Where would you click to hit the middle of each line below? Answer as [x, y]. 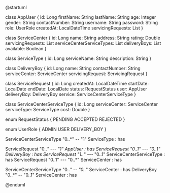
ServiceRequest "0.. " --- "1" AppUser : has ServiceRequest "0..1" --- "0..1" [83, 149]
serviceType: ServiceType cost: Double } [48, 109]
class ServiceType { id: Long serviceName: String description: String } [78, 58]
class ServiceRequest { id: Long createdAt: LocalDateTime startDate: [77, 84]
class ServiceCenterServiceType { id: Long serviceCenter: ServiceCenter [82, 104]
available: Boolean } [26, 49]
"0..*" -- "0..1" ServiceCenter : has [41, 175]
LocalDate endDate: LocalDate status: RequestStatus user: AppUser [76, 89]
